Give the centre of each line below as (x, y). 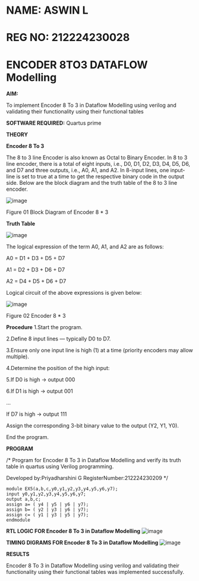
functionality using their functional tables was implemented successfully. (95, 572)
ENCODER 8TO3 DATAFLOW (77, 64)
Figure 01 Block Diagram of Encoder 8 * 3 (57, 212)
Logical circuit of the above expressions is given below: (74, 293)
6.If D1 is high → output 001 (40, 391)
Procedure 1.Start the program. (44, 327)
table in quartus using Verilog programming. (60, 466)
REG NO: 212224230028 (68, 38)
